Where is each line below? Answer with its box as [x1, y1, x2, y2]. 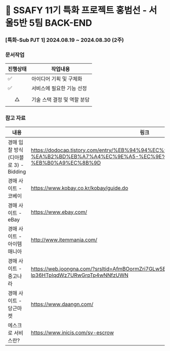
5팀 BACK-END [29, 17, 92, 29]
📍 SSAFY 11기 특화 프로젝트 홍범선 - [5, 5, 147, 16]
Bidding [8, 168, 26, 175]
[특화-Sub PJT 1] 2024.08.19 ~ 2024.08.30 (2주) [5, 36, 124, 43]
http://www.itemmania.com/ [31, 236, 98, 243]
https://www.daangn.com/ [31, 300, 94, 308]
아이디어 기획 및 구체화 [31, 75, 82, 82]
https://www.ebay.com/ [31, 208, 88, 215]
